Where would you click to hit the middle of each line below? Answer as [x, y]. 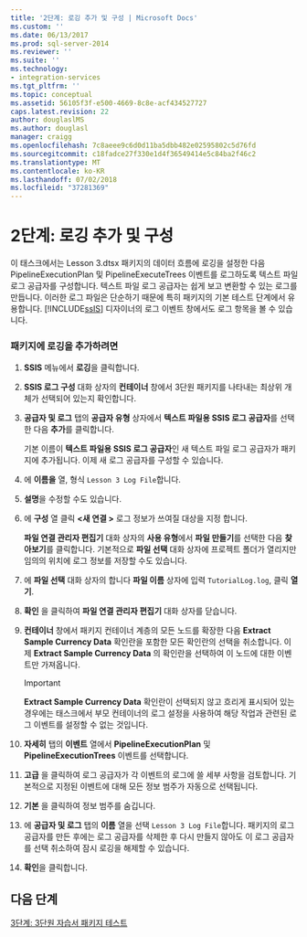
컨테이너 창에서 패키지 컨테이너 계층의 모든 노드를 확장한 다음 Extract [147, 631]
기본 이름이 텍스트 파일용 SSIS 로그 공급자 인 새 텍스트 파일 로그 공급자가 [151, 449]
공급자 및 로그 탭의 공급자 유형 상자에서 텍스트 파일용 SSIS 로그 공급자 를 [150, 418]
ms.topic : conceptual [52, 94]
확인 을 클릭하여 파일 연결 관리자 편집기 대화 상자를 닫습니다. [130, 611]
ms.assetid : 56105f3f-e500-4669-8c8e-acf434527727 [109, 103]
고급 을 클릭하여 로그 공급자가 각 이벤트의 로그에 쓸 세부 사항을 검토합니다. [155, 775]
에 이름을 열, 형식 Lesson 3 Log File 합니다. [102, 480]
